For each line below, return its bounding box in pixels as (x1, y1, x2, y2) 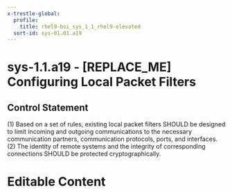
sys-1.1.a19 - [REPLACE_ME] (7, 60, 172, 75)
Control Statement (7, 101, 89, 113)
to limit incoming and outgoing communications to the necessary (7, 128, 193, 136)
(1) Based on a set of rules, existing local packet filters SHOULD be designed (7, 120, 226, 128)
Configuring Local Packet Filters (7, 74, 196, 90)
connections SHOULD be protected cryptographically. (7, 150, 161, 158)
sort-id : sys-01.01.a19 (13, 29, 82, 37)
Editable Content (7, 174, 106, 190)
